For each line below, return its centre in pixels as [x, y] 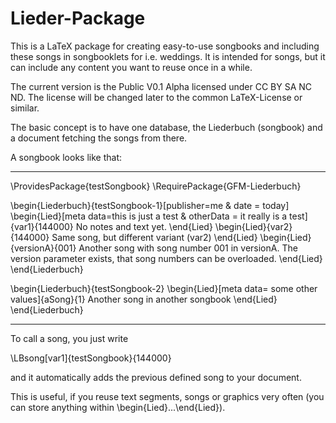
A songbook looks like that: [66, 157]
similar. [25, 108]
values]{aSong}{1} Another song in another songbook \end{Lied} [144, 299]
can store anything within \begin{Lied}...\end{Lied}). [118, 407]
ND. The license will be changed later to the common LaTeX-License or [156, 97]
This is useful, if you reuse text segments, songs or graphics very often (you [167, 396]
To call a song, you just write [69, 338]
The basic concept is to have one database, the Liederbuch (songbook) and [166, 127]
